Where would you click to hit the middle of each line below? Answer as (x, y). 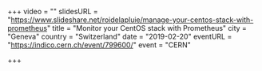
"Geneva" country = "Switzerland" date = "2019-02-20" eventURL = (120, 36)
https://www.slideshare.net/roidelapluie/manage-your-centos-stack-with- (132, 20)
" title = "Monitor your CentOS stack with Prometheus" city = (147, 28)
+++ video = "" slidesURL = (53, 11)
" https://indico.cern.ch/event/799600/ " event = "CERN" (99, 45)
